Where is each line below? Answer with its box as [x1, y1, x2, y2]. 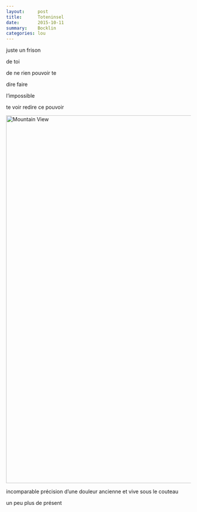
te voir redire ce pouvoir [6, 104, 64, 111]
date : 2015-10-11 [6, 19, 64, 25]
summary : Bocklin [6, 25, 57, 31]
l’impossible [6, 92, 35, 99]
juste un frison [6, 46, 41, 54]
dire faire [6, 81, 28, 88]
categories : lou [6, 31, 46, 36]
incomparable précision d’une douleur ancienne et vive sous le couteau [6, 488, 179, 495]
